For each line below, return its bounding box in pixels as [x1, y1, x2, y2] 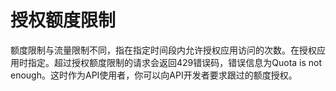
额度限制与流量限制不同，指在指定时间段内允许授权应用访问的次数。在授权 [10, 44, 317, 56]
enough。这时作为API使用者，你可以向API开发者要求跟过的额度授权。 [10, 69, 298, 81]
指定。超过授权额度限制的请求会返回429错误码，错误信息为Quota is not [27, 56, 323, 68]
